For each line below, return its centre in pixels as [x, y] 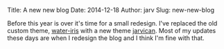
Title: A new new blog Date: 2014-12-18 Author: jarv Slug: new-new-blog [111, 10]
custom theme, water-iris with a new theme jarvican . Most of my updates [112, 31]
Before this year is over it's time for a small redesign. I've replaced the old [112, 23]
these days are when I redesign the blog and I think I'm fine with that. [106, 38]
